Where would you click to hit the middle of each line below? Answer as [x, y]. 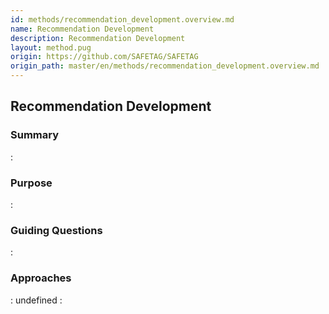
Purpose [31, 183]
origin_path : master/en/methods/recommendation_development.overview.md [165, 66]
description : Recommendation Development [98, 38]
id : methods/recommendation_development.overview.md [122, 19]
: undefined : [36, 300]
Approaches [41, 278]
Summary [35, 135]
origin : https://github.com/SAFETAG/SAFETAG [104, 57]
